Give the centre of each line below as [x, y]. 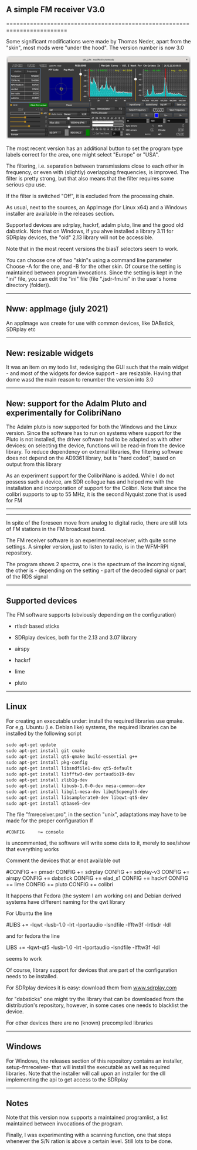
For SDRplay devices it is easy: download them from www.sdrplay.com [91, 988]
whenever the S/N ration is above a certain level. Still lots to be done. [89, 1141]
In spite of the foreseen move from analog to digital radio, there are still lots [97, 523]
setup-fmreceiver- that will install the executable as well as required [88, 1067]
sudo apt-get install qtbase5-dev [48, 803]
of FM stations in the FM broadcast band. [56, 529]
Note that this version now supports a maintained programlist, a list [87, 1117]
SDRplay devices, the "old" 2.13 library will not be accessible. [80, 237]
